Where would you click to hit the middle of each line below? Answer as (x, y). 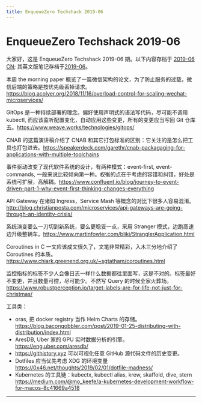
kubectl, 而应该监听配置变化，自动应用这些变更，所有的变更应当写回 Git (95, 120)
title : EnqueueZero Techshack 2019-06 (55, 12)
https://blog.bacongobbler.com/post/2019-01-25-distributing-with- (98, 326)
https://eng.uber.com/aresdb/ (52, 346)
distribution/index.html (43, 332)
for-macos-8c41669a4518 (47, 387)
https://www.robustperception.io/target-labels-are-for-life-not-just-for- (94, 287)
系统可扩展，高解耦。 (32, 181)
